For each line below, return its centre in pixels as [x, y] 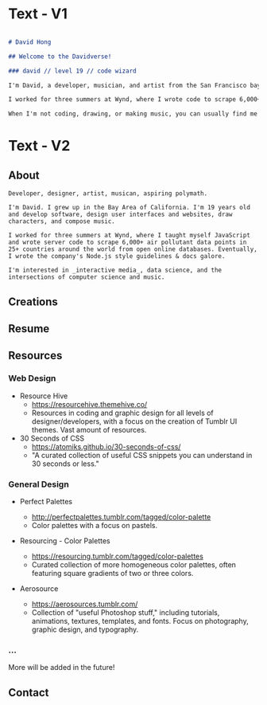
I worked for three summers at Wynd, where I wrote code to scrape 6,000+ [135, 100]
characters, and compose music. [62, 221]
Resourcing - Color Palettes [65, 540]
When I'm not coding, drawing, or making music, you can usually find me [133, 114]
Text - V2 [39, 146]
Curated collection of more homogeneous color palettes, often [134, 564]
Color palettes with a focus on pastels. [95, 525]
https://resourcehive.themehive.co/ [89, 404]
